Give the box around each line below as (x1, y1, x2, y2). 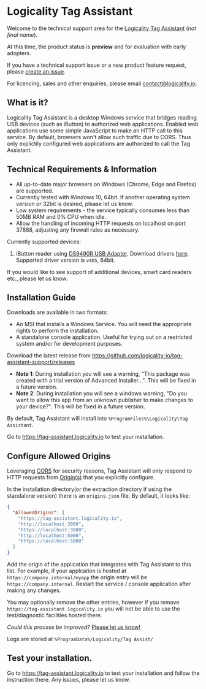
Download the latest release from (7, 352, 91, 359)
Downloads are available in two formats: (7, 308, 109, 316)
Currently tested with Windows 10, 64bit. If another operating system (15, 193, 191, 200)
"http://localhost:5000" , (18, 532, 85, 539)
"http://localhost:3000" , (18, 521, 85, 527)
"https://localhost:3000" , (18, 527, 87, 533)
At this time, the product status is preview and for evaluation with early (7, 43, 186, 50)
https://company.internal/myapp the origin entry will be (7, 574, 148, 581)
